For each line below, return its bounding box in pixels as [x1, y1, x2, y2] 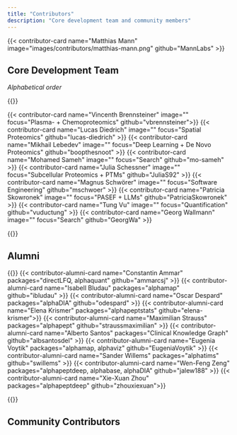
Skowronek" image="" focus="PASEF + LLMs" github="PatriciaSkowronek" [7, 193, 228, 202]
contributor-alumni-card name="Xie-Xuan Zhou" [7, 374, 149, 383]
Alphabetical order [7, 83, 62, 92]
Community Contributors [7, 415, 120, 428]
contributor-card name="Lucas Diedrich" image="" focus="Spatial [7, 125, 202, 134]
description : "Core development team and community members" [7, 17, 192, 24]
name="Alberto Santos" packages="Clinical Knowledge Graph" [44, 329, 229, 337]
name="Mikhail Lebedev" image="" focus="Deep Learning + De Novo [7, 141, 212, 149]
